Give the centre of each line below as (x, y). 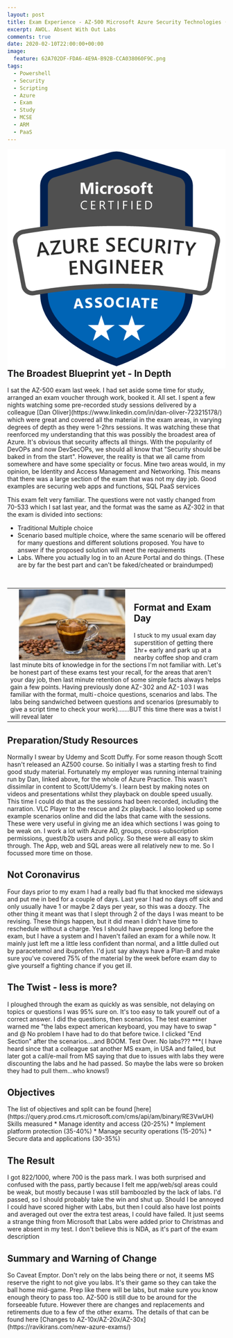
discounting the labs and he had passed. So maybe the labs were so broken (115, 1063)
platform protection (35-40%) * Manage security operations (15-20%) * (110, 1131)
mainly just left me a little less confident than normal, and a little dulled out (113, 943)
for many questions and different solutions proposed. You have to (111, 543)
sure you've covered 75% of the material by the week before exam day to (112, 958)
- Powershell (32, 73)
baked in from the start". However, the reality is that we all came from (106, 457)
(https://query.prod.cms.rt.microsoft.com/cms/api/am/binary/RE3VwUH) (111, 1117)
